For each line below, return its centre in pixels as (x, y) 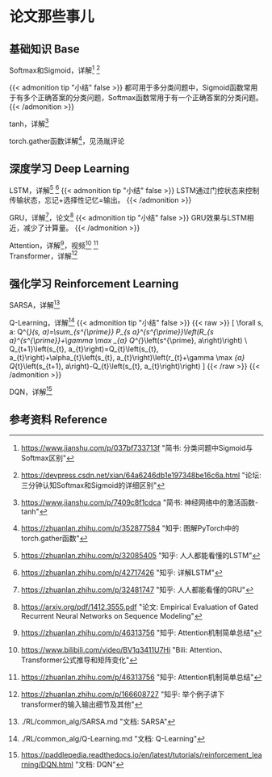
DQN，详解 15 (31, 391)
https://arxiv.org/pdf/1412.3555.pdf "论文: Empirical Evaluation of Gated (140, 607)
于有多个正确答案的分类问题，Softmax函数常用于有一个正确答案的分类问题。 (136, 97)
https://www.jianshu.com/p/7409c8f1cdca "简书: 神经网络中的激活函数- (140, 502)
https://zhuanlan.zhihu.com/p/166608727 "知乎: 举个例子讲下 (123, 694)
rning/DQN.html (47, 764)
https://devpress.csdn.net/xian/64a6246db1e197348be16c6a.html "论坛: (141, 475)
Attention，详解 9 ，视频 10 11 (54, 245)
